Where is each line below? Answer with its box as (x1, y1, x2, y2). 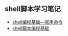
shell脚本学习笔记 (5, 4, 61, 13)
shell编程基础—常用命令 (12, 19, 63, 25)
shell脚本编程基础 (12, 25, 50, 31)
